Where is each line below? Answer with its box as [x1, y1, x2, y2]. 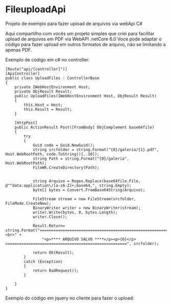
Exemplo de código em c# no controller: [5, 56, 90, 62]
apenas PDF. [5, 47, 32, 53]
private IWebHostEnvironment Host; [14, 84, 91, 90]
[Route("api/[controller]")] [5, 67, 68, 72]
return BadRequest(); [32, 268, 79, 273]
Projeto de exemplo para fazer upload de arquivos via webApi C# [5, 20, 143, 27]
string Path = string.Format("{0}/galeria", [32, 156, 130, 161]
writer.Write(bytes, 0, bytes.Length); [32, 210, 118, 215]
